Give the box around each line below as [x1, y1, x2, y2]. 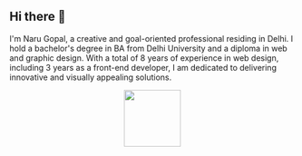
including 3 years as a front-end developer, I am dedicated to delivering [9, 62, 277, 73]
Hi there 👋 [9, 9, 66, 24]
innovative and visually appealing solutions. [9, 72, 172, 83]
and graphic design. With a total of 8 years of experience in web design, [9, 52, 279, 63]
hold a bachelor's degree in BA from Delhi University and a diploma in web [9, 43, 287, 54]
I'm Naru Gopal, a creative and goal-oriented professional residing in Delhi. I [9, 33, 294, 44]
